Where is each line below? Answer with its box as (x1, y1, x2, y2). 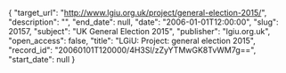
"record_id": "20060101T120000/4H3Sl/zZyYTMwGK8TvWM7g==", (8, 45, 257, 55)
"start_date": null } (8, 55, 76, 64)
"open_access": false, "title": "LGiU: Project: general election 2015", (8, 35, 256, 46)
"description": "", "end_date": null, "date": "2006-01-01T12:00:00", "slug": (8, 17, 279, 27)
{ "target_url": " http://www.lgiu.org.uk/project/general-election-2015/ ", (8, 8, 267, 18)
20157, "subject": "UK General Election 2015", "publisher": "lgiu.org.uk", (8, 26, 271, 36)
